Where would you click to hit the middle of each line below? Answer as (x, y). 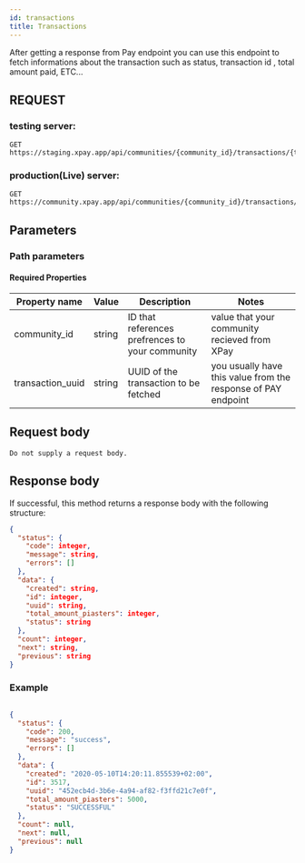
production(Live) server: (64, 176)
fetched (144, 394)
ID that (142, 317)
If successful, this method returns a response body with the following (139, 503)
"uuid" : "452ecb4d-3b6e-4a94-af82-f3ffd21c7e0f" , (122, 791)
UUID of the (153, 371)
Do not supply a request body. (69, 453)
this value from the (251, 377)
